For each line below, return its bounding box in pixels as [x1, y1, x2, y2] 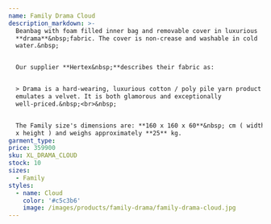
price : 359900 [8, 144, 56, 152]
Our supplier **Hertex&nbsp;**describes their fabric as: [15, 64, 215, 72]
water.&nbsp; [15, 42, 60, 50]
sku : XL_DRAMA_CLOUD [8, 151, 78, 160]
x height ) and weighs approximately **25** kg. [15, 129, 182, 137]
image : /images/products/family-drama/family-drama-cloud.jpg [23, 204, 236, 212]
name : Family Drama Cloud [8, 11, 95, 20]
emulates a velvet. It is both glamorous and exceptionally [15, 93, 222, 101]
